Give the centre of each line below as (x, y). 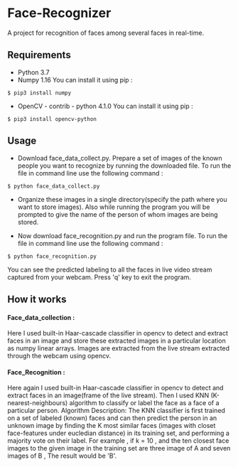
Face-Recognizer (59, 13)
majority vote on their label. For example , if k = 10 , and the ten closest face (118, 441)
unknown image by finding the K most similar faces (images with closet (112, 426)
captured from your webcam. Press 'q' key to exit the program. (99, 277)
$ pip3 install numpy (39, 93)
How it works (37, 299)
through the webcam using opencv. (59, 356)
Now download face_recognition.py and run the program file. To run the (123, 235)
